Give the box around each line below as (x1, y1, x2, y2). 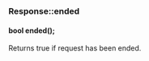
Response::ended (8, 6, 80, 17)
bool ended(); (8, 26, 55, 35)
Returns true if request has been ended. (8, 43, 142, 53)
